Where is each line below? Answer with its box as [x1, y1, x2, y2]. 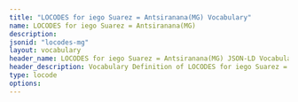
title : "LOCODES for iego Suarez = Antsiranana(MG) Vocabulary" [9, 12, 252, 22]
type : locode [9, 71, 58, 80]
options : [9, 79, 42, 88]
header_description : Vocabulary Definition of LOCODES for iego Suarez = [9, 63, 288, 72]
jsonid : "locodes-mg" [9, 37, 90, 47]
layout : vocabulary [9, 46, 82, 55]
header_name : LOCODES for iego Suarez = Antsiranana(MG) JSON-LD [9, 54, 255, 63]
